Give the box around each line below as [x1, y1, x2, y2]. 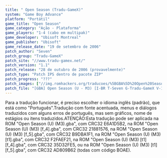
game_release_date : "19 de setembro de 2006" [5, 44, 101, 49]
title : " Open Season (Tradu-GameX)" [5, 7, 83, 12]
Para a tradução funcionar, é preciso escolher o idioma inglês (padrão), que [5, 99, 160, 105]
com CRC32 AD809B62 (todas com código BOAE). [27, 147, 132, 153]
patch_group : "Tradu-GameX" [5, 53, 64, 59]
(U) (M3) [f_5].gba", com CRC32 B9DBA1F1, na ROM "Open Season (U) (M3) [5, 131, 161, 137]
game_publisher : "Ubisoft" [5, 40, 61, 45]
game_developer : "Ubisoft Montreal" [5, 35, 81, 40]
